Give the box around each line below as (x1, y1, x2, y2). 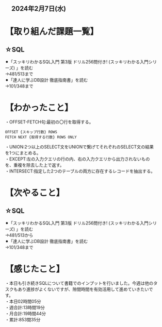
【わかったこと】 (5, 102, 74, 113)
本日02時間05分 (9, 298, 41, 305)
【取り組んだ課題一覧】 (5, 26, 99, 37)
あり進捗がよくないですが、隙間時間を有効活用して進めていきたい (17, 286, 149, 293)
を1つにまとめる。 (5, 150, 41, 156)
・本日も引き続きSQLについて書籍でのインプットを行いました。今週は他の (5, 280, 154, 286)
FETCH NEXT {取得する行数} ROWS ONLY (5, 135, 77, 140)
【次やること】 (5, 187, 65, 198)
